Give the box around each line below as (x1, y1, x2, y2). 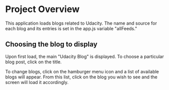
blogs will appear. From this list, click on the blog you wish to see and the (5, 74, 158, 80)
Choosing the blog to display (5, 40, 98, 49)
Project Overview (5, 4, 80, 15)
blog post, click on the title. (5, 59, 62, 65)
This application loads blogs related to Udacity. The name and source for (5, 20, 157, 26)
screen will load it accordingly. (5, 79, 69, 85)
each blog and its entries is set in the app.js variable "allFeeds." (5, 25, 138, 31)
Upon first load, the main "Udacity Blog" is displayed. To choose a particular (5, 53, 164, 59)
